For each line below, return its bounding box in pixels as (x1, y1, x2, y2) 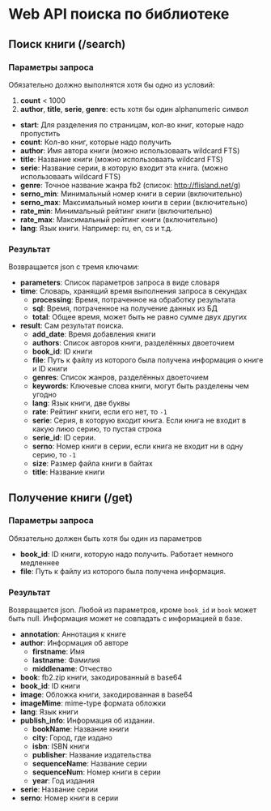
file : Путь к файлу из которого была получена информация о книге (32, 355, 264, 365)
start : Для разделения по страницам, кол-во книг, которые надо (19, 119, 244, 130)
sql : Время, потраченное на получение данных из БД (32, 303, 218, 313)
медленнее (19, 557, 60, 568)
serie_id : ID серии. (32, 433, 96, 443)
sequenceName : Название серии (32, 759, 147, 769)
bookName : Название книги (32, 724, 129, 734)
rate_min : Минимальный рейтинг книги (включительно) (19, 206, 213, 216)
